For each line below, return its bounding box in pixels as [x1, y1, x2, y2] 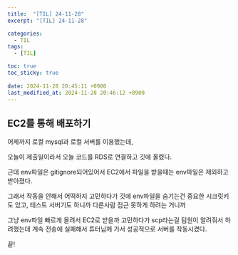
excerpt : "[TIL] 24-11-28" [7, 17, 88, 24]
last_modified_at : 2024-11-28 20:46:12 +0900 [7, 89, 145, 96]
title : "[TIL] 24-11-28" [7, 10, 84, 18]
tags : [7, 43, 24, 51]
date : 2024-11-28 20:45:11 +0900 [7, 83, 107, 90]
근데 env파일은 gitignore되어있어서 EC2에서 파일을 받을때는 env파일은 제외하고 [7, 168, 229, 177]
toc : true [7, 63, 37, 70]
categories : [7, 30, 43, 37]
